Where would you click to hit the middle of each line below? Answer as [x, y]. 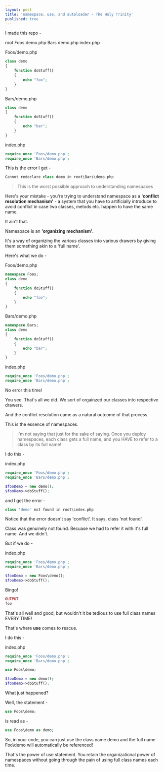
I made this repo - [23, 33]
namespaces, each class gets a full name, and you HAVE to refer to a [87, 439]
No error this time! [24, 390]
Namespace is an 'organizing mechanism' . [49, 231]
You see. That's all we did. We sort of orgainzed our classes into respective [82, 400]
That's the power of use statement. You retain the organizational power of [80, 754]
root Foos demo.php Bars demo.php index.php [53, 43]
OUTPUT [12, 599]
